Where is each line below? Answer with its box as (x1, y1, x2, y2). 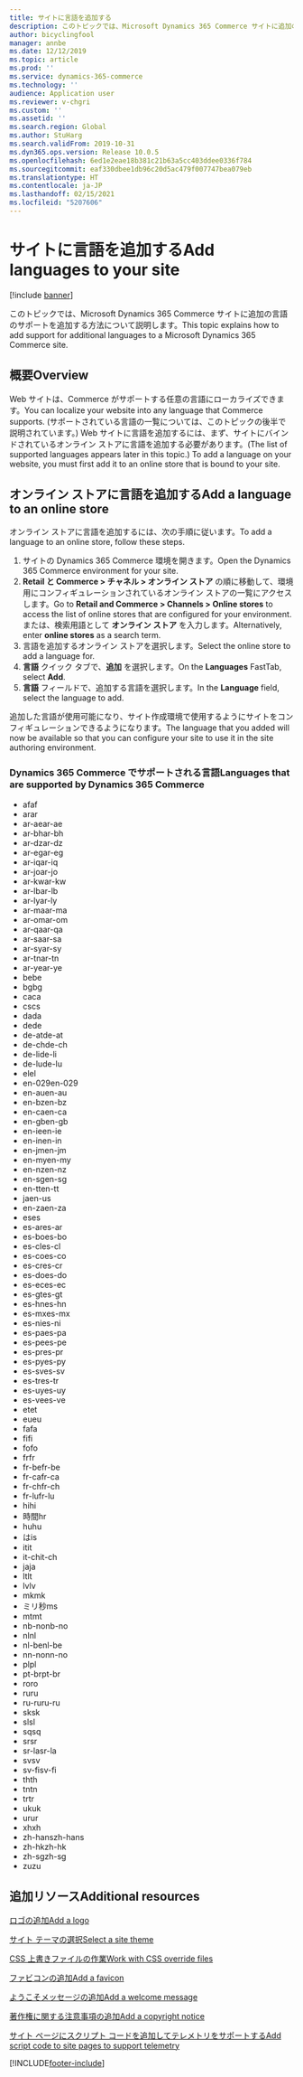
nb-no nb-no (22, 1620, 69, 1631)
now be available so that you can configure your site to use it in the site (9, 733, 274, 744)
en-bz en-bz (22, 1096, 68, 1107)
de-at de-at (22, 1029, 63, 1040)
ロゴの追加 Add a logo (9, 1914, 90, 1925)
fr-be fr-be (22, 1461, 60, 1472)
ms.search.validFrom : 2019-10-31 (9, 139, 135, 148)
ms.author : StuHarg (9, 131, 83, 140)
